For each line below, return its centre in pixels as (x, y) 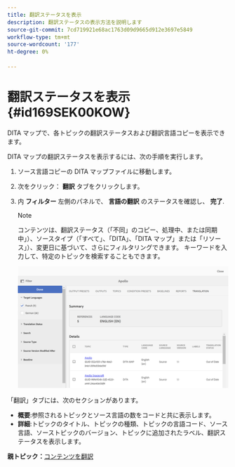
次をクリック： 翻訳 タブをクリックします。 (80, 186)
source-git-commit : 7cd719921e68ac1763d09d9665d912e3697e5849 (100, 29)
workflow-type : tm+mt (39, 37)
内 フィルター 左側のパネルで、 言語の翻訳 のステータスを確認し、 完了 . (121, 201)
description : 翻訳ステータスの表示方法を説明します (75, 22)
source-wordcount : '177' (43, 45)
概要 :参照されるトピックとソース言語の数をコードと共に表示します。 (116, 415)
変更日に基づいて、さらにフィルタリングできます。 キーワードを (128, 247)
